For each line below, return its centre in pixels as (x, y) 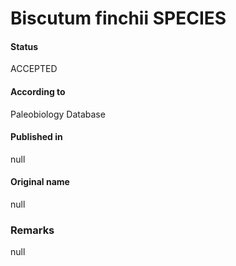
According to (38, 91)
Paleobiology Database (58, 114)
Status (24, 46)
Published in (36, 137)
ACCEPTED (34, 69)
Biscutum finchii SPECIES (118, 18)
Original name (40, 182)
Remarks (32, 230)
